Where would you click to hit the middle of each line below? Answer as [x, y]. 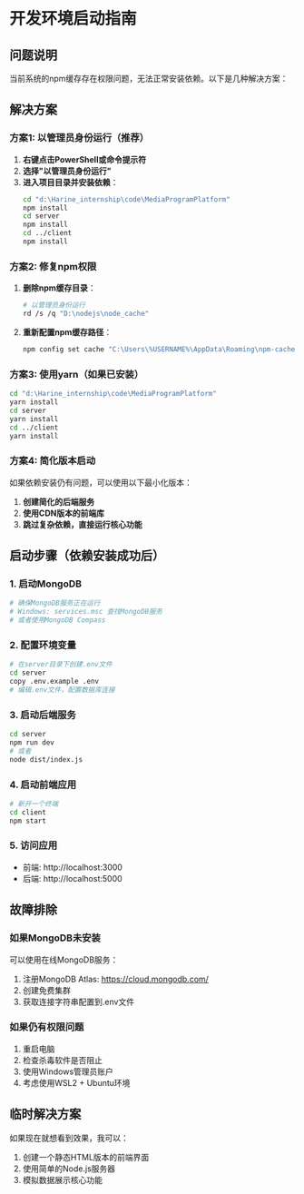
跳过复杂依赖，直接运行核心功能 [82, 524]
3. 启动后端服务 [43, 715]
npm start [28, 821]
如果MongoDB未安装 [55, 938]
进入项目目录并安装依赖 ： [70, 182]
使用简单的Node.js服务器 [69, 1169]
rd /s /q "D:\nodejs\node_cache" [86, 314]
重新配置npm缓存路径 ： [67, 331]
